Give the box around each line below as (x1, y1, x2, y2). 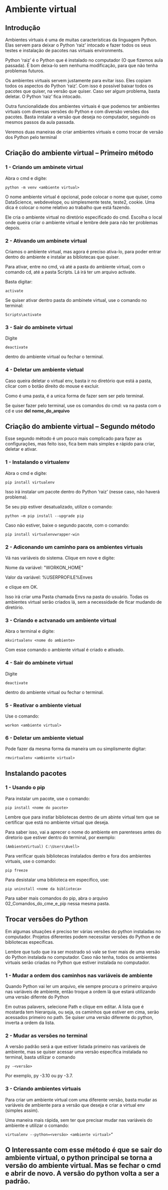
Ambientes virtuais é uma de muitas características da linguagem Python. (5, 37, 157, 43)
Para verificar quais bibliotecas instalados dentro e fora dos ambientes (5, 853, 151, 859)
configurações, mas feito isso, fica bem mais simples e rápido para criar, (5, 441, 155, 447)
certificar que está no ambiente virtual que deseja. (5, 819, 109, 825)
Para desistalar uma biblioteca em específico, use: (5, 877, 109, 883)
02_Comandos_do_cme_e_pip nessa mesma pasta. (5, 900, 110, 906)
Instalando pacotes (5, 769, 67, 778)
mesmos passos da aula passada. (5, 119, 75, 125)
